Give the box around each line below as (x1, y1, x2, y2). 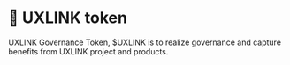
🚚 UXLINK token (8, 8, 127, 28)
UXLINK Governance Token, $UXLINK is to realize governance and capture (8, 37, 282, 47)
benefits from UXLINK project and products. (8, 46, 169, 56)
